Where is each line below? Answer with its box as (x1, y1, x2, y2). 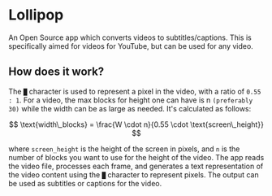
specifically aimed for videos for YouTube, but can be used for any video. (8, 41, 253, 50)
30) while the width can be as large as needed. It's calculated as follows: (8, 103, 252, 113)
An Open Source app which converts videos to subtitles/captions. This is (8, 33, 252, 42)
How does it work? (8, 65, 105, 79)
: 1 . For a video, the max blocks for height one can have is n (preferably (8, 95, 253, 105)
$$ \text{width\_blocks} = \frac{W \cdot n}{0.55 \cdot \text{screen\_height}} (9, 120, 264, 129)
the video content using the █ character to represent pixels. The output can (8, 169, 259, 180)
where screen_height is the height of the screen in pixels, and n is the (8, 144, 240, 154)
